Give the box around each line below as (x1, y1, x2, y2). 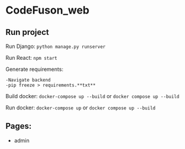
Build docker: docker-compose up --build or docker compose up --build (5, 93, 180, 99)
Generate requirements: (5, 66, 63, 73)
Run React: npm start (5, 54, 57, 61)
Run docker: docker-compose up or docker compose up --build (5, 104, 156, 111)
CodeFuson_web (5, 4, 90, 17)
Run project (5, 27, 50, 37)
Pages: (5, 121, 32, 131)
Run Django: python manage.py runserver (5, 43, 106, 50)
